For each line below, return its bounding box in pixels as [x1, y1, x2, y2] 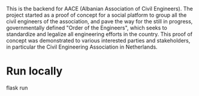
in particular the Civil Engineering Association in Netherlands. [6, 43, 158, 50]
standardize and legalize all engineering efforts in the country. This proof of [6, 31, 193, 38]
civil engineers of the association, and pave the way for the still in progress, [6, 18, 193, 25]
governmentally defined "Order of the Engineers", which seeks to [6, 24, 168, 31]
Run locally [6, 64, 63, 78]
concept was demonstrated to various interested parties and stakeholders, [6, 37, 191, 44]
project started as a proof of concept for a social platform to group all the [6, 11, 187, 19]
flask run [6, 84, 28, 91]
